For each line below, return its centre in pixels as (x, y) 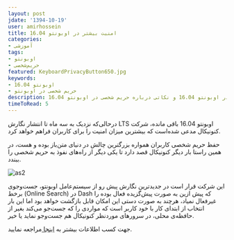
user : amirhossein (34, 26)
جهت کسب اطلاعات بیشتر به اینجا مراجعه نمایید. (70, 229)
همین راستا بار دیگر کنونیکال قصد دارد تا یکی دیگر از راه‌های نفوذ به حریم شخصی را (115, 152)
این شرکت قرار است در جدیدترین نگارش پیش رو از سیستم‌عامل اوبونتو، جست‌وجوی (116, 186)
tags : (16, 53)
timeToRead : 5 (28, 104)
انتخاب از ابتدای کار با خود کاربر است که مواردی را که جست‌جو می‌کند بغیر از (106, 208)
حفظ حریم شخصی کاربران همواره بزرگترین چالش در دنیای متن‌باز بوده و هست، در (114, 144)
